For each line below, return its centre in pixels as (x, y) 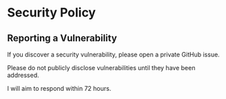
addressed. (23, 75)
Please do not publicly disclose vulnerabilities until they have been (101, 68)
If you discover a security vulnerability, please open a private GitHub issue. (114, 54)
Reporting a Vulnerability (62, 38)
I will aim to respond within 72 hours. (59, 88)
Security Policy (52, 13)
